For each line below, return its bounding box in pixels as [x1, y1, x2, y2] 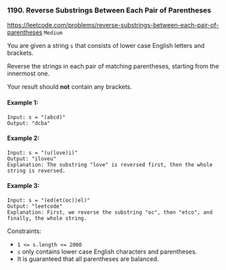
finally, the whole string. [7, 214, 88, 221]
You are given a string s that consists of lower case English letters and [7, 42, 205, 50]
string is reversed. [7, 167, 66, 174]
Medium [43, 29, 63, 36]
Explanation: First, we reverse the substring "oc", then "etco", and [7, 208, 213, 216]
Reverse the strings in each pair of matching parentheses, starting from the [7, 62, 219, 71]
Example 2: [7, 134, 40, 143]
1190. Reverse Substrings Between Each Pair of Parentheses [7, 5, 212, 15]
